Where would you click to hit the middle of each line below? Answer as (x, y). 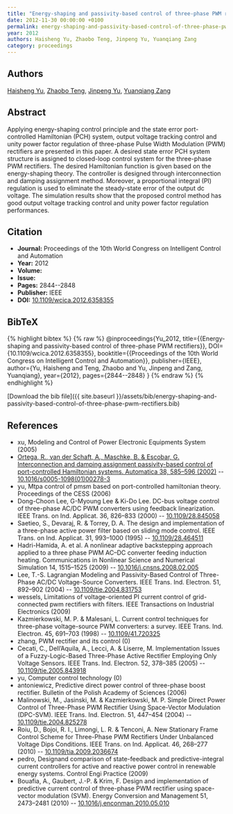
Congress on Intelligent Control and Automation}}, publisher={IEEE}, (105, 361)
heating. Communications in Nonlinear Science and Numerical (106, 560)
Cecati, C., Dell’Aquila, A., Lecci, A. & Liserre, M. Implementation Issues (119, 648)
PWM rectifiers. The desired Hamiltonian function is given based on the (109, 166)
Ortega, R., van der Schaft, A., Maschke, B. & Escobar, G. (98, 457)
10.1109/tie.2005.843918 (52, 670)
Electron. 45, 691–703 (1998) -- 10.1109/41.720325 (89, 634)
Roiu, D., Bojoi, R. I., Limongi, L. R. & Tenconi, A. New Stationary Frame (118, 729)
